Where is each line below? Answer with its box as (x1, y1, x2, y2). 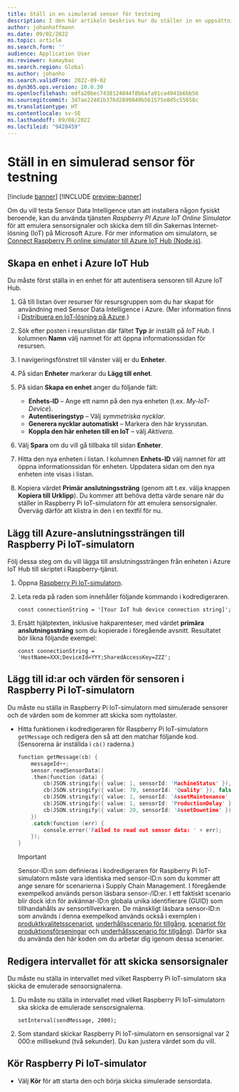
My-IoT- (186, 397, 210, 406)
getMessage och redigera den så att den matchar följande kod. (17, 732, 198, 741)
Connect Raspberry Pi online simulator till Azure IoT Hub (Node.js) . (7, 237, 203, 245)
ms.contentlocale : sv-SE (7, 110, 81, 117)
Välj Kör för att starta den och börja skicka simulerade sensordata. (17, 1076, 212, 1085)
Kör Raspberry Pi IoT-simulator (7, 1058, 147, 1070)
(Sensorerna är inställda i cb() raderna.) (17, 739, 135, 748)
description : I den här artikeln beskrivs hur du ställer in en (7, 17, 202, 24)
